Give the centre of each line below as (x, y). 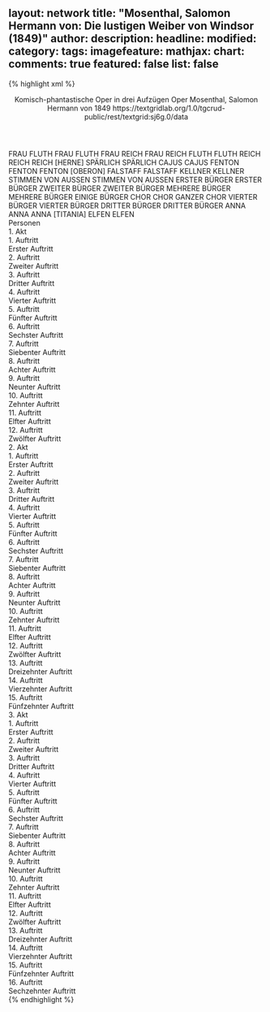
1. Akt (17, 231)
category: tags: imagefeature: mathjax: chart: (126, 52)
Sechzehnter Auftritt (42, 991)
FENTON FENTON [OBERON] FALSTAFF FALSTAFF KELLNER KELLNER (126, 171)
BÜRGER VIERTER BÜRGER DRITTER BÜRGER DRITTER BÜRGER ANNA (127, 205)
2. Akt (18, 447)
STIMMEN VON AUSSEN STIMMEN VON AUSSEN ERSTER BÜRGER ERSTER (135, 179)
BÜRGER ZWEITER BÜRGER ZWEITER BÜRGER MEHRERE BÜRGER (120, 188)
